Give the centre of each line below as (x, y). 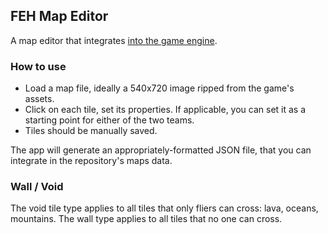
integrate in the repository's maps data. (91, 161)
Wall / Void (37, 187)
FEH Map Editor (59, 16)
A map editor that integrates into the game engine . (114, 40)
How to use (38, 66)
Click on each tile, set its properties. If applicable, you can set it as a (165, 110)
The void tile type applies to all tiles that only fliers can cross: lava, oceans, (164, 208)
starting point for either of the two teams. (109, 120)
